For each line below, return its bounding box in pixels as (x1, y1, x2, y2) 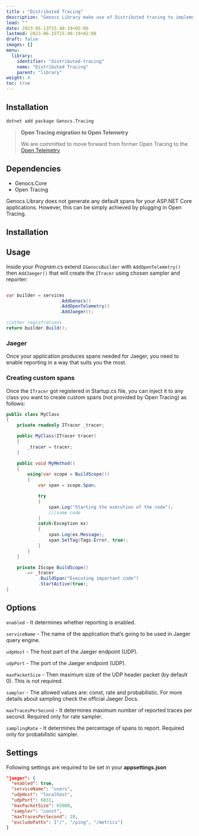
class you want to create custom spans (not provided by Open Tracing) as (6, 393, 187, 400)
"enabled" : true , (11, 781, 54, 787)
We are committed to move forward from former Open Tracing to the (20, 140, 188, 147)
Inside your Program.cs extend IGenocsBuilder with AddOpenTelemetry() (6, 263, 181, 270)
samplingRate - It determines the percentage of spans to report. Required (6, 724, 185, 732)
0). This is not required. (6, 677, 63, 684)
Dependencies (6, 164, 61, 174)
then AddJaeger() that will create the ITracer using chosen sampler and (6, 269, 181, 276)
